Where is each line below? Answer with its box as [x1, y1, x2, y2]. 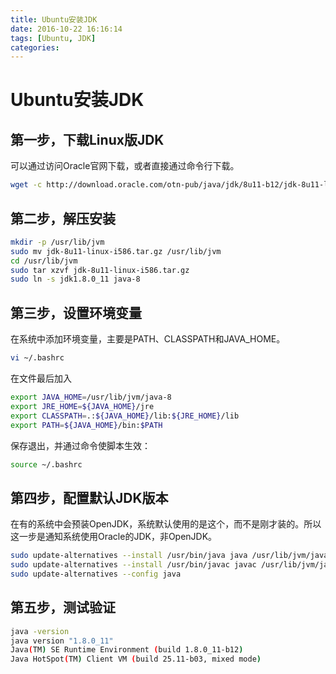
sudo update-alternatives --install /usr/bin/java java [10, 551, 248, 561]
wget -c [10, 180, 43, 190]
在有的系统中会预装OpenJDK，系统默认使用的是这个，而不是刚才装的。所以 [10, 518, 322, 530]
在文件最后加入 [10, 372, 72, 384]
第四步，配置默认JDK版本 [10, 489, 169, 506]
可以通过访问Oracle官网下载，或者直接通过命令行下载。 [10, 160, 240, 172]
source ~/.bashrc [10, 459, 83, 470]
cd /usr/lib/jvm [10, 256, 78, 266]
